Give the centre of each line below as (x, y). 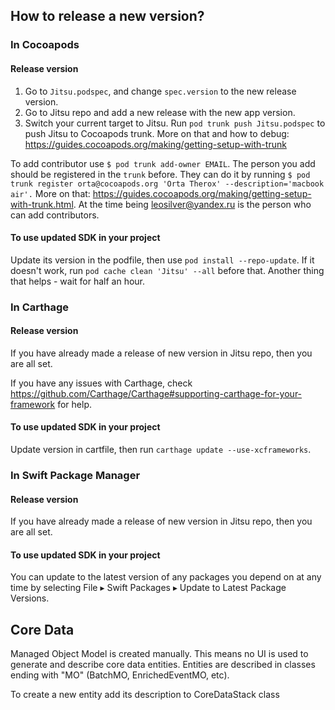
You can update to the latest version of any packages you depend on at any (166, 577)
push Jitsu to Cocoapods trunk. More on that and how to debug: (157, 133)
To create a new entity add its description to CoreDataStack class (145, 695)
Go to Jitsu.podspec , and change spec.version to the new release (160, 91)
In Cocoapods (45, 45)
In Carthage (40, 307)
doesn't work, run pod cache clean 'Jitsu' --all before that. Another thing (167, 270)
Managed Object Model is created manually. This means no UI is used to (159, 654)
